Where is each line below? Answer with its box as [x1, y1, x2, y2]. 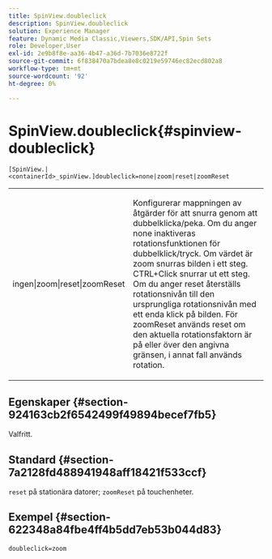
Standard [8, 453, 57, 467]
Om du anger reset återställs [132, 279, 241, 290]
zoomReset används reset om [132, 319, 246, 331]
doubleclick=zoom [8, 544, 67, 553]
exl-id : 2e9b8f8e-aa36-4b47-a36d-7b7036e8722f [8, 49, 168, 58]
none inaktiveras [132, 228, 196, 239]
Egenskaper [8, 395, 71, 409]
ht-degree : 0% [8, 79, 57, 87]
